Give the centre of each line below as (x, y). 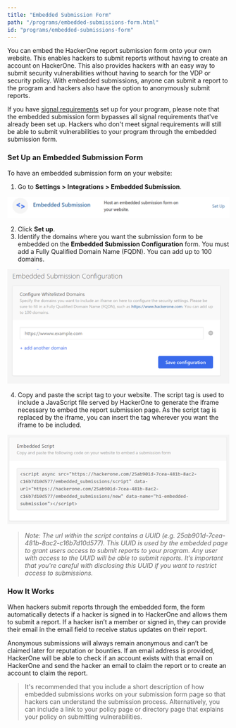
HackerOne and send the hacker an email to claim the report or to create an (117, 665)
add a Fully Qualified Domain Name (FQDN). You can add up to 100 (115, 251)
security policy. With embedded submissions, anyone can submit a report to (118, 80)
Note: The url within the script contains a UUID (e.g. (100, 535)
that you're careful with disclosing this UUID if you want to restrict (120, 566)
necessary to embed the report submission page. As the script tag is (117, 410)
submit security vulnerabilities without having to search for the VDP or (109, 73)
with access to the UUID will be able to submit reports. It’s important (124, 558)
